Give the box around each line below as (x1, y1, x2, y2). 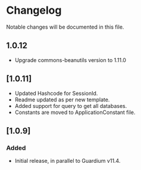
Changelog (6, 4, 62, 17)
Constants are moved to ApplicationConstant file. (14, 109, 136, 116)
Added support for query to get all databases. (14, 102, 127, 109)
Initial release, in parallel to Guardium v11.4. (14, 157, 121, 165)
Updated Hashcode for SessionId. (14, 89, 98, 97)
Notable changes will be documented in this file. (6, 23, 124, 30)
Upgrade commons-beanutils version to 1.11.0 (14, 56, 127, 63)
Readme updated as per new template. (14, 96, 110, 103)
